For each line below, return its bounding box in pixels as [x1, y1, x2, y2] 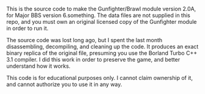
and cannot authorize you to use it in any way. [6, 81, 122, 88]
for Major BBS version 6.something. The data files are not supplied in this [6, 12, 191, 19]
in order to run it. [6, 24, 49, 32]
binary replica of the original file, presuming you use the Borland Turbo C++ [6, 49, 198, 57]
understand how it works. [6, 62, 71, 70]
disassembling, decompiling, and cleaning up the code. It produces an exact [6, 43, 199, 50]
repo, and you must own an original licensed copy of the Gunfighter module [6, 18, 197, 25]
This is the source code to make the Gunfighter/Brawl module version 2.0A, [6, 5, 196, 12]
